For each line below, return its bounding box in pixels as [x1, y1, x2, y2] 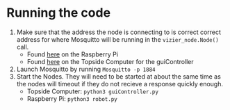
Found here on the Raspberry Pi [26, 50, 119, 58]
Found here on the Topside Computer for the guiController [26, 57, 194, 65]
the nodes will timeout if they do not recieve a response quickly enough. [16, 79, 224, 88]
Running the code [6, 5, 111, 21]
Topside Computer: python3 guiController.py [26, 87, 159, 95]
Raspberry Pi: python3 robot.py [26, 94, 117, 102]
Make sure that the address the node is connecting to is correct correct [16, 28, 222, 36]
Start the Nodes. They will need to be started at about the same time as [16, 72, 222, 81]
